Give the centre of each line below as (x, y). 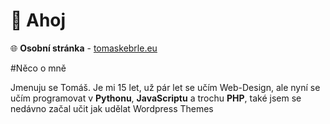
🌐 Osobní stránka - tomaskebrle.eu (84, 48)
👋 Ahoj (38, 20)
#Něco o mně (38, 68)
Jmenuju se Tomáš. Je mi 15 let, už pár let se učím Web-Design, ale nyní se (165, 87)
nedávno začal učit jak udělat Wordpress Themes (112, 108)
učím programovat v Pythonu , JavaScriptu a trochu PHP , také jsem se (156, 98)
